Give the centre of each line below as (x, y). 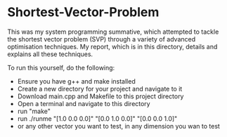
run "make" (34, 111)
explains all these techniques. (50, 54)
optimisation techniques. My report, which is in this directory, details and (112, 46)
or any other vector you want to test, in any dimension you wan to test (118, 126)
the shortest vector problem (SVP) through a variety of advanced (102, 39)
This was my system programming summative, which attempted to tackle (113, 32)
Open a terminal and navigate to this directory (84, 103)
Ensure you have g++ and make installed (76, 81)
